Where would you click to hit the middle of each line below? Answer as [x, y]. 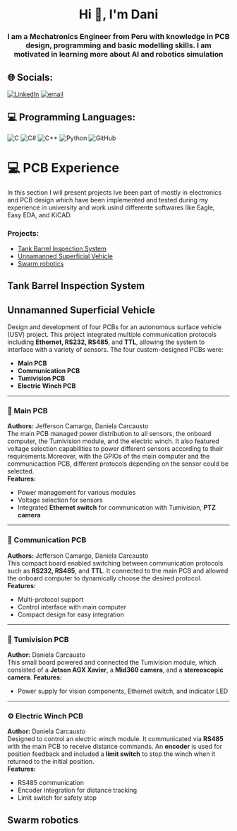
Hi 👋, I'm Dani [119, 15]
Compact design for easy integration [71, 614]
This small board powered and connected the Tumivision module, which [112, 663]
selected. [21, 471]
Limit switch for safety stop [57, 798]
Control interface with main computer [72, 607]
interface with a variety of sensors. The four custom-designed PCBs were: [115, 350]
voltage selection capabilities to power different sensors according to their [115, 449]
